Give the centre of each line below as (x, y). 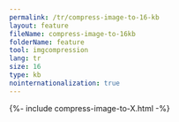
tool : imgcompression (49, 50)
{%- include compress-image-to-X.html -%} (89, 108)
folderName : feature (47, 42)
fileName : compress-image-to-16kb (73, 34)
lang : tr (25, 58)
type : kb (25, 75)
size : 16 (25, 67)
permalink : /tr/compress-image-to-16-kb (85, 17)
